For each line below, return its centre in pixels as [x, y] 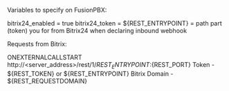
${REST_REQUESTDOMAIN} [47, 81]
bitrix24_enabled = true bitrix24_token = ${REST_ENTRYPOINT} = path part [115, 23]
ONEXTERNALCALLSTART [45, 57]
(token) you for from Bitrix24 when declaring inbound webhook [97, 31]
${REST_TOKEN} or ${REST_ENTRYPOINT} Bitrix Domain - [90, 73]
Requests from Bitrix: [37, 44]
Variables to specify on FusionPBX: [57, 10]
